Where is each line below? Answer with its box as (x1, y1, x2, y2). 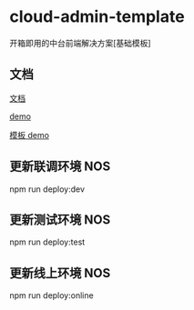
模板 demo (9, 129, 50, 140)
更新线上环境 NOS (9, 265, 111, 281)
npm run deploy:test (9, 236, 86, 247)
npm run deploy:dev (9, 184, 85, 195)
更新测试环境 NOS (9, 212, 111, 227)
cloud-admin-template (9, 6, 185, 27)
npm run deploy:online (9, 290, 94, 301)
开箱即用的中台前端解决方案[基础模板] (9, 37, 152, 48)
